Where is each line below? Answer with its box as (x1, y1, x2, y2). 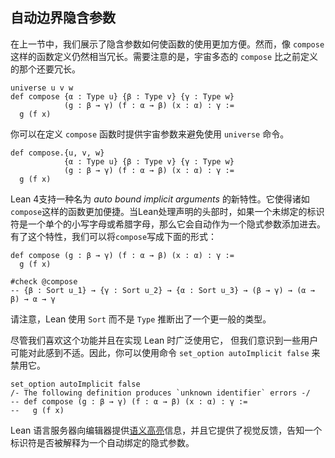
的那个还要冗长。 (10, 63, 81, 75)
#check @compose (10, 276, 78, 287)
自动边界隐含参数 (10, 9, 116, 27)
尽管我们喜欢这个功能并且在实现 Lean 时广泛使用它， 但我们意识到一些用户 (10, 334, 319, 346)
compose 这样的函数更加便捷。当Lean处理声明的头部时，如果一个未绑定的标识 (10, 205, 325, 217)
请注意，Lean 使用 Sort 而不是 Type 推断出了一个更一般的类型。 (10, 313, 272, 325)
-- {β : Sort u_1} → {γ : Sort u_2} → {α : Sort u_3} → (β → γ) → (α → (10, 285, 315, 295)
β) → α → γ (10, 294, 56, 304)
